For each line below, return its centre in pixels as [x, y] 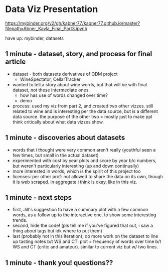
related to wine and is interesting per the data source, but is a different [85, 111]
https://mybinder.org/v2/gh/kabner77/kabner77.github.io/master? [73, 23]
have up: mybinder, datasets [35, 38]
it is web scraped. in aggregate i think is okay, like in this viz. [75, 182]
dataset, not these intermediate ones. [51, 90]
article [16, 62]
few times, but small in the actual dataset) [55, 155]
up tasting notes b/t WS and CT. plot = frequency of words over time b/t [87, 241]
